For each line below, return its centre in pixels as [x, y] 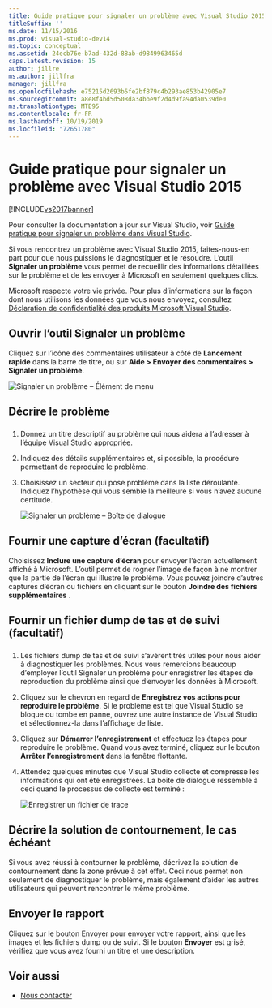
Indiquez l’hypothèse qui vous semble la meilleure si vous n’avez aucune [141, 491]
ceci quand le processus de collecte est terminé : [102, 789]
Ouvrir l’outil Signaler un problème [97, 334]
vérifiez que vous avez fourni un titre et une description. [102, 950]
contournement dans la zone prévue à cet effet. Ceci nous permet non [126, 871]
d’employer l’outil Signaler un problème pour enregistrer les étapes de [136, 672]
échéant [30, 843]
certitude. [36, 499]
